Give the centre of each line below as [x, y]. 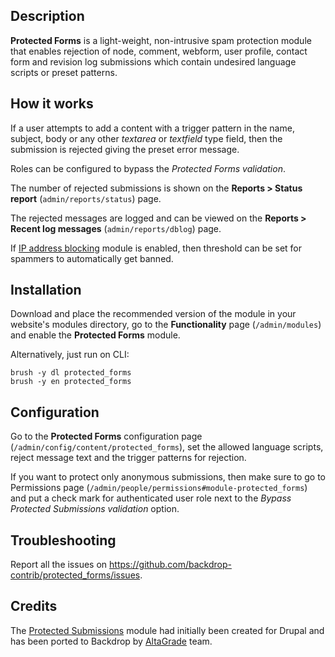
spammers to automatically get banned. [92, 258]
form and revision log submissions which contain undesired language [153, 61]
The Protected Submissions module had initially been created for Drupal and [167, 630]
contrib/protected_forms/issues [75, 575]
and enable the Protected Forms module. [95, 335]
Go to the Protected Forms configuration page [106, 436]
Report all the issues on [59, 565]
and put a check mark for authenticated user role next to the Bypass [151, 498]
